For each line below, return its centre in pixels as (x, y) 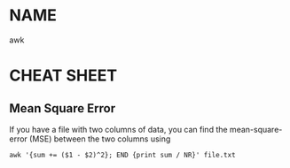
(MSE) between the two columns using (100, 139)
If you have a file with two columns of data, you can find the (118, 129)
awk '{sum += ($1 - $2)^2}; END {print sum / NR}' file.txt (123, 155)
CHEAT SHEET (63, 76)
